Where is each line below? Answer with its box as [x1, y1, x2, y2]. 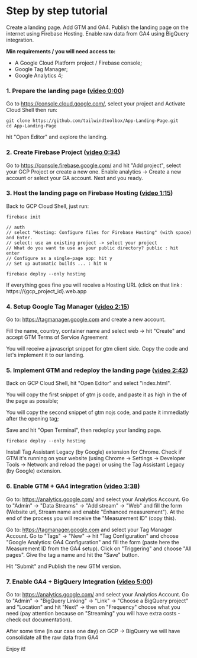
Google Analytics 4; [14, 72, 63, 79]
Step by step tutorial [6, 4, 108, 18]
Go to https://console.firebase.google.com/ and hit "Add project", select [6, 162, 182, 169]
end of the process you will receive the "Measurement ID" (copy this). [6, 514, 176, 522]
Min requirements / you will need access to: [6, 47, 116, 54]
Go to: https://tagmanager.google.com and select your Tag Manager [6, 526, 173, 533]
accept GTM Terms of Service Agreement [6, 333, 108, 341]
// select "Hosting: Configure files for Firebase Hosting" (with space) [6, 229, 192, 235]
